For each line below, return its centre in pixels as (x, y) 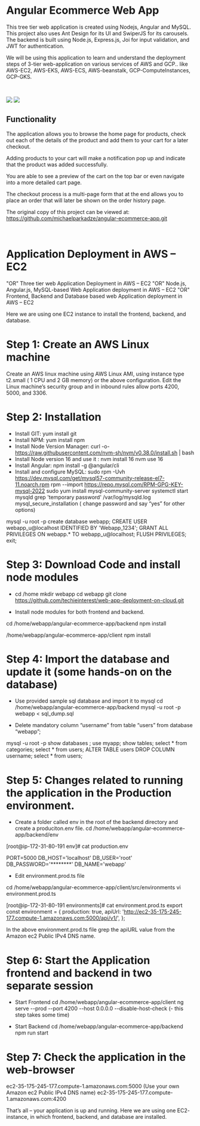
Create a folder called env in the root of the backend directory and (96, 822)
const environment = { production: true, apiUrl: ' (65, 912)
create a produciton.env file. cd (53, 828)
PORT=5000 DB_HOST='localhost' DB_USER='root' (69, 858)
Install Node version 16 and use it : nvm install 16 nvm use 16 (89, 459)
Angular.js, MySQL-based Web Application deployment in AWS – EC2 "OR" (98, 289)
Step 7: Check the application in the (96, 1057)
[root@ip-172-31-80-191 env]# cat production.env (67, 846)
